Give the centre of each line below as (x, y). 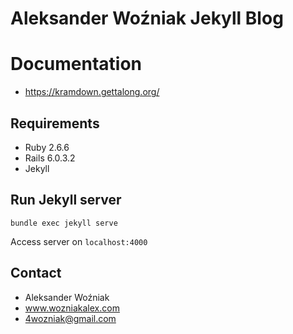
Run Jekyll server (66, 200)
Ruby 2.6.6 (47, 147)
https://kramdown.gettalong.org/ (92, 92)
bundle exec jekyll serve (64, 223)
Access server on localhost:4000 (79, 241)
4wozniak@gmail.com (70, 318)
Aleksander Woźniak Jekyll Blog (147, 18)
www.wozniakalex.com (72, 308)
